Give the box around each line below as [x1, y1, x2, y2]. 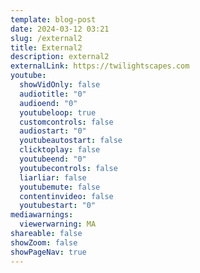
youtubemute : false [19, 182, 101, 192]
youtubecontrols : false [19, 163, 118, 173]
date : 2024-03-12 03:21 [10, 24, 110, 34]
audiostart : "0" [19, 126, 87, 136]
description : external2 [10, 52, 110, 62]
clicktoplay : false [19, 145, 101, 155]
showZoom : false [10, 237, 78, 248]
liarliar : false [19, 172, 87, 183]
